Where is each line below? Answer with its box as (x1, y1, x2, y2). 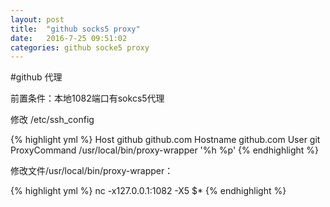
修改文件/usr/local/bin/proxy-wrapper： (10, 165, 174, 177)
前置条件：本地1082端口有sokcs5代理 (10, 92, 165, 105)
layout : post (10, 14, 65, 25)
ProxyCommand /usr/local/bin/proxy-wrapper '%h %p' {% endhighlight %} (10, 144, 320, 156)
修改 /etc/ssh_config (10, 114, 95, 126)
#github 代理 (10, 71, 63, 83)
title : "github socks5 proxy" (10, 24, 141, 34)
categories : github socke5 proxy (10, 42, 150, 53)
